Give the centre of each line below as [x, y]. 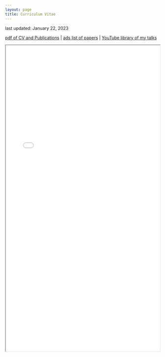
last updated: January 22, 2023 [37, 28]
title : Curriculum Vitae [30, 14]
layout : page [18, 10]
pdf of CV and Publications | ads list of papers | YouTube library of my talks [81, 38]
